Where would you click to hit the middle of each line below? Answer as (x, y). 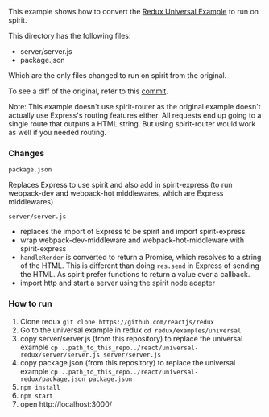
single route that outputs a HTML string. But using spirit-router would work (132, 124)
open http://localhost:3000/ (66, 404)
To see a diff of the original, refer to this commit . (89, 91)
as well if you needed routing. (58, 132)
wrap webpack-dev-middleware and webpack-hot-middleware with (132, 240)
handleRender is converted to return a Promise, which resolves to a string (141, 258)
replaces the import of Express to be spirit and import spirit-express (132, 232)
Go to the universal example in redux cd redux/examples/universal (130, 330)
